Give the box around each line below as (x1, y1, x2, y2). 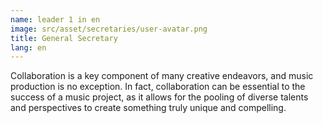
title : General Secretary (10, 33, 118, 43)
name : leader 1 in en (10, 14, 101, 25)
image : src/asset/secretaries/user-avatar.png (10, 24, 208, 34)
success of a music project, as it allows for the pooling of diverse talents (10, 91, 309, 103)
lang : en (10, 42, 47, 53)
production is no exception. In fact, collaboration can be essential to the (10, 81, 306, 93)
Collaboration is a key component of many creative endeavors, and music (10, 70, 314, 82)
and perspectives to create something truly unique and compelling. (10, 102, 287, 114)
